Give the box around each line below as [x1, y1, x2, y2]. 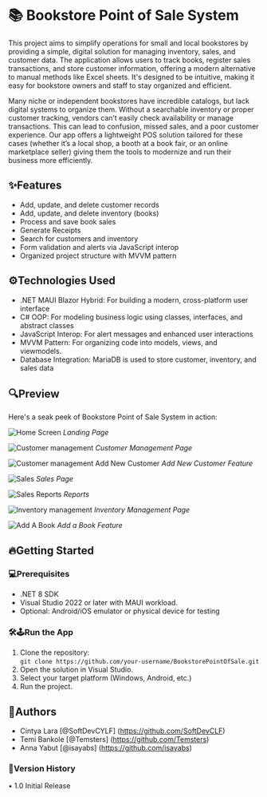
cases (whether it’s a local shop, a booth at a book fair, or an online [8, 138, 229, 148]
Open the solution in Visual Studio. [19, 664, 134, 675]
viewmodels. [19, 346, 62, 355]
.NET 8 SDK [19, 589, 59, 599]
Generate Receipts [19, 225, 81, 235]
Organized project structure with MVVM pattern [19, 251, 177, 260]
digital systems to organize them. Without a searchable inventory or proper [8, 105, 254, 114]
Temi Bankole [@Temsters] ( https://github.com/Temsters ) [19, 735, 210, 744]
